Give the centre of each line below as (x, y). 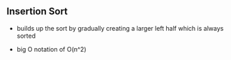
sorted (26, 36)
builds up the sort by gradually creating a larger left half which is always (120, 28)
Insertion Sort (37, 12)
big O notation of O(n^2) (51, 49)
